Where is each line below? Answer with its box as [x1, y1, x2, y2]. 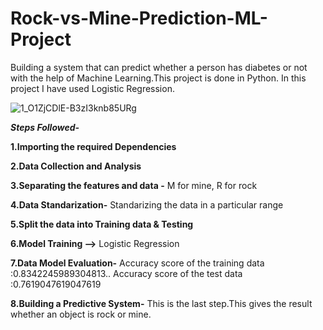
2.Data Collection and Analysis [10, 160, 142, 172]
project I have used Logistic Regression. [10, 82, 175, 94]
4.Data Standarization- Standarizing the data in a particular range [10, 198, 284, 211]
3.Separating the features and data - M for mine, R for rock [10, 179, 258, 191]
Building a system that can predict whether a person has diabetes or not [10, 61, 308, 73]
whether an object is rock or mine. [10, 308, 152, 320]
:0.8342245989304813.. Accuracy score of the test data [10, 267, 243, 279]
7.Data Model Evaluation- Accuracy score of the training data [10, 257, 265, 269]
